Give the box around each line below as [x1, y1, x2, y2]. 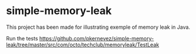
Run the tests [6, 35, 38, 42]
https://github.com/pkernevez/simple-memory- [39, 35, 154, 42]
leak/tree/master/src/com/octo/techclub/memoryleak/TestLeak [6, 41, 160, 48]
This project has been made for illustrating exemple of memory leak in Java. [6, 23, 190, 31]
